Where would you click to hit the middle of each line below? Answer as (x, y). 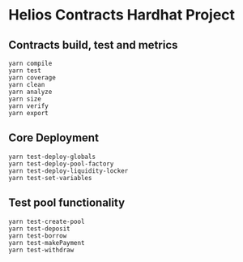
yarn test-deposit (39, 229)
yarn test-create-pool (47, 221)
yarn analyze (30, 92)
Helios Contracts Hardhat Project (122, 15)
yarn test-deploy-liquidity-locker (68, 171)
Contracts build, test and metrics (93, 45)
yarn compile (30, 63)
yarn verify (28, 106)
